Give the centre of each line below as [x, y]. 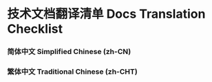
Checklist [35, 29]
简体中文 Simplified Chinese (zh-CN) [69, 52]
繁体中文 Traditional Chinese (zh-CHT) [72, 72]
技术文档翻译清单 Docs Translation [106, 14]
